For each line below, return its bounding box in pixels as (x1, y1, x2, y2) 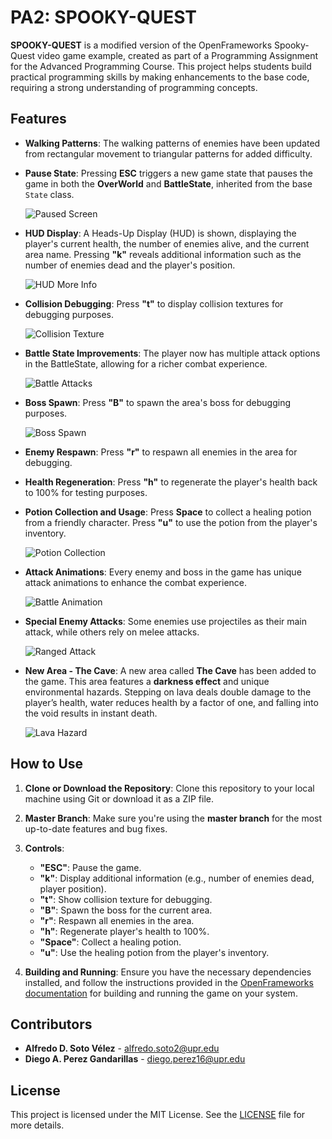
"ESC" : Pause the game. (39, 861, 142, 873)
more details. (10, 1119, 65, 1131)
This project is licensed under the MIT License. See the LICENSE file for (10, 1109, 306, 1121)
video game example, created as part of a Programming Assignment (37, 49, 319, 61)
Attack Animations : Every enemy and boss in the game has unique (24, 566, 302, 578)
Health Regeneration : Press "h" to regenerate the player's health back (24, 476, 318, 488)
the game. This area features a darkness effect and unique (24, 675, 270, 687)
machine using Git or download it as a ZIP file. (24, 792, 215, 805)
